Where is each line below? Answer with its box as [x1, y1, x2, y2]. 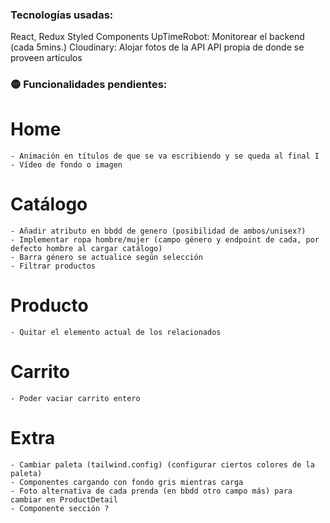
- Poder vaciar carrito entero [10, 393, 141, 403]
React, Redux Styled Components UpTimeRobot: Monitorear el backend [10, 31, 305, 43]
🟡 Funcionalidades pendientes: [10, 78, 168, 92]
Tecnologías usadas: [10, 8, 114, 22]
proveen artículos [10, 52, 83, 64]
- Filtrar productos [10, 261, 97, 272]
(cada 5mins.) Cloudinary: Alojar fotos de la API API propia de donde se [10, 41, 305, 53]
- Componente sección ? [10, 503, 110, 513]
